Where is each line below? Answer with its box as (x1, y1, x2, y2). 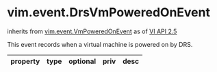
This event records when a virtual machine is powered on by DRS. (7, 40, 193, 48)
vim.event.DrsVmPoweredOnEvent (7, 5, 211, 20)
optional (68, 56, 97, 66)
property (10, 56, 40, 66)
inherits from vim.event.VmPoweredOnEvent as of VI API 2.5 (7, 27, 177, 35)
